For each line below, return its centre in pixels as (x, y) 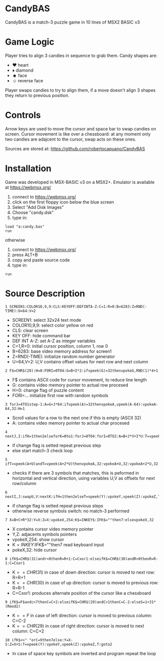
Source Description (45, 293)
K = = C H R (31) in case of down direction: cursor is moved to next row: (83, 572)
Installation (28, 168)
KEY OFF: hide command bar (41, 335)
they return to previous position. (37, 95)
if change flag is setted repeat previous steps (58, 506)
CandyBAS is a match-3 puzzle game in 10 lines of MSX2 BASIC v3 (72, 22)
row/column (24, 483)
